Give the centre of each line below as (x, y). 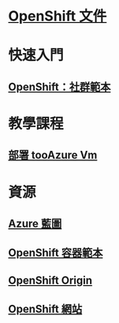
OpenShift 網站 (45, 309)
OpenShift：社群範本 (59, 86)
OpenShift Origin (50, 280)
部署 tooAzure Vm (53, 155)
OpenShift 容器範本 (56, 253)
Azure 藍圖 (35, 223)
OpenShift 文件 (58, 16)
